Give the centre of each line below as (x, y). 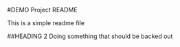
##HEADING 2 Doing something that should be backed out (90, 36)
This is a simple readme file (46, 23)
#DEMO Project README (42, 10)
